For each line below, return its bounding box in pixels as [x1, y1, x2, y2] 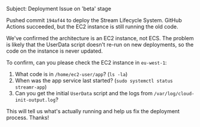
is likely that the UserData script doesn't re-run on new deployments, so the [6, 41, 194, 48]
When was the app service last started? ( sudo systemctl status [14, 77, 173, 84]
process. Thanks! [6, 114, 49, 121]
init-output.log [14, 97, 56, 103]
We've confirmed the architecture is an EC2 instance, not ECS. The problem [6, 35, 194, 41]
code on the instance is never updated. [6, 47, 103, 55]
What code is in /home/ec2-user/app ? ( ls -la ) [14, 71, 128, 77]
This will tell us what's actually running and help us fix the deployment [6, 108, 180, 114]
